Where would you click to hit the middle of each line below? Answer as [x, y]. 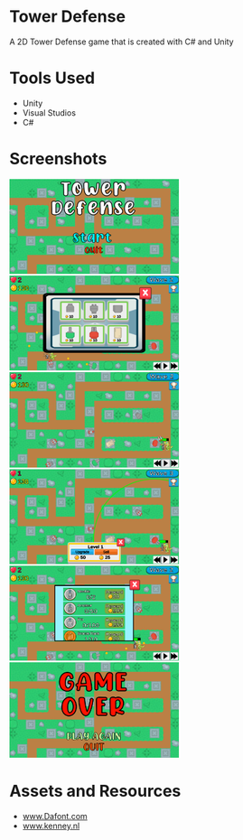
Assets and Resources [95, 791]
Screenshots [58, 159]
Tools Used [52, 78]
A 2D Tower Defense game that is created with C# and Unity [121, 42]
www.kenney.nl [51, 826]
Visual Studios [49, 112]
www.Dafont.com [55, 816]
